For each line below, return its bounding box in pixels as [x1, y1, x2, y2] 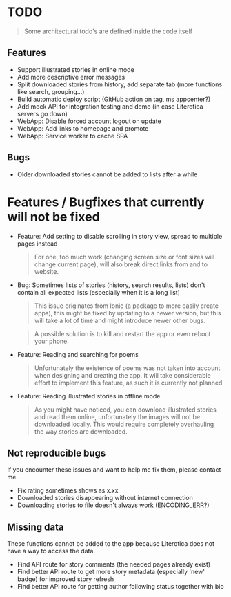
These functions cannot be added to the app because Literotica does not [7, 540, 215, 548]
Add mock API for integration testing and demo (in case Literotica [17, 102, 203, 111]
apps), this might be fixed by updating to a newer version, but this [34, 309, 221, 317]
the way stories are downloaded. [34, 427, 128, 436]
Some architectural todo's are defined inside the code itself [23, 27, 193, 35]
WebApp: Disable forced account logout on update [17, 117, 161, 125]
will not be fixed [7, 209, 100, 225]
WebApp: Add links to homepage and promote [17, 124, 149, 132]
